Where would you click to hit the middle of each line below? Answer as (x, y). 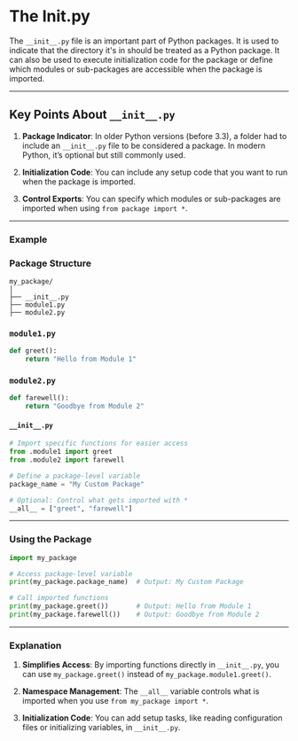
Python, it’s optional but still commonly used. (104, 155)
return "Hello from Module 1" (81, 359)
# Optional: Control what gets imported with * (99, 500)
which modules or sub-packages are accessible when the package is (136, 69)
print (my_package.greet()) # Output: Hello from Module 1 (130, 606)
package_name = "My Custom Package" (77, 484)
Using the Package (51, 540)
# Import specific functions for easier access (99, 444)
